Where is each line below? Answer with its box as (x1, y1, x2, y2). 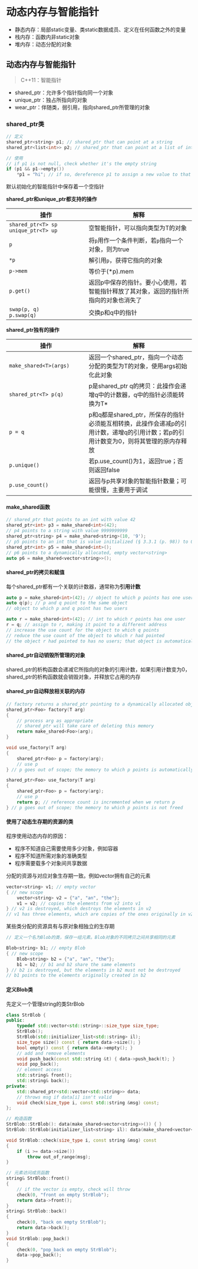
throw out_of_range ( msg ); (27, 1153, 91, 1160)
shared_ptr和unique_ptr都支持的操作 (6, 196, 97, 203)
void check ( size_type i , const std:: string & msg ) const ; (16, 1100, 160, 1106)
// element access (16, 1067, 62, 1073)
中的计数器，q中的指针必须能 (98, 391, 179, 399)
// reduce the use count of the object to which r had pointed (6, 632, 165, 638)
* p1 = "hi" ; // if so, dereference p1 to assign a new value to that (16, 172, 192, 177)
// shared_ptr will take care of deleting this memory (16, 723, 154, 729)
